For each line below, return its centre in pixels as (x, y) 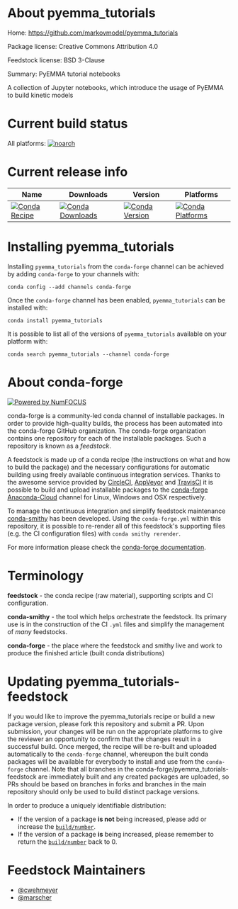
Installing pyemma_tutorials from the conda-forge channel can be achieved (116, 266)
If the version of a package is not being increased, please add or (112, 819)
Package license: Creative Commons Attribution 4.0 (83, 46)
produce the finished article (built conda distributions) (86, 653)
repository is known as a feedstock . (59, 446)
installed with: (28, 307)
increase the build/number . (57, 826)
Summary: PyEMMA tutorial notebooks (64, 74)
